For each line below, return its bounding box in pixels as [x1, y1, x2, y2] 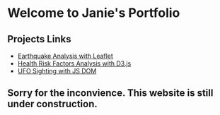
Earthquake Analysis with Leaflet [17, 52, 113, 60]
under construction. [7, 98, 98, 110]
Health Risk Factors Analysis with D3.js [17, 59, 132, 68]
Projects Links [7, 33, 71, 45]
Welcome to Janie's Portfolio [7, 5, 180, 21]
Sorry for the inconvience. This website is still [7, 87, 214, 99]
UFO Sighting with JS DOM [17, 67, 97, 75]
